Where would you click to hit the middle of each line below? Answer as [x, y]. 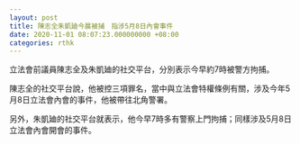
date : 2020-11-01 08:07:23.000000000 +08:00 [94, 34]
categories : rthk [42, 43]
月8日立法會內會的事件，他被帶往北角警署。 [91, 100]
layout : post [34, 18]
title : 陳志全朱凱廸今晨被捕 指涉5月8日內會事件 [91, 26]
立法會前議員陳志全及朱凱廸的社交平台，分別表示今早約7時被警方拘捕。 [142, 69]
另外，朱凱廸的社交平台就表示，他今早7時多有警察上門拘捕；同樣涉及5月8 [146, 119]
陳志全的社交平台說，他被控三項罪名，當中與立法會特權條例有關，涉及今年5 [150, 89]
